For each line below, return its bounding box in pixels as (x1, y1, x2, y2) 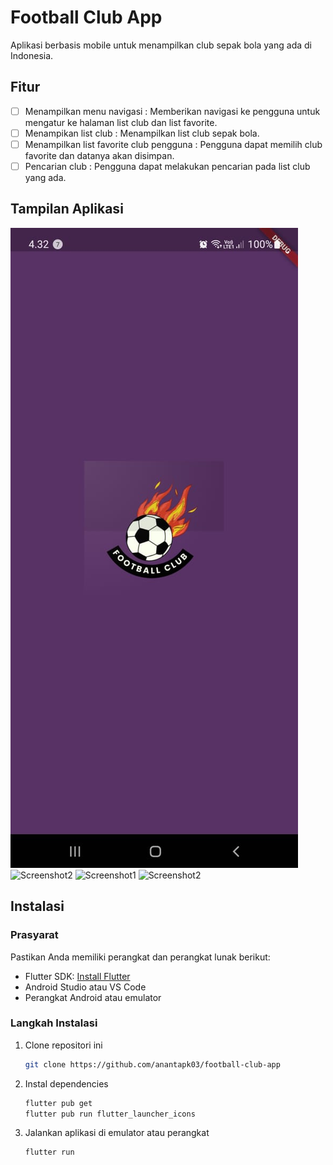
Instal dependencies (24, 1077, 109, 1090)
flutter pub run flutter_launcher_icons (24, 1109, 196, 1119)
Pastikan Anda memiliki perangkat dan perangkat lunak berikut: (10, 951, 271, 963)
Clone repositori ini (24, 1039, 103, 1051)
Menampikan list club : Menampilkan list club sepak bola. (24, 127, 260, 139)
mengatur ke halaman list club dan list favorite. (24, 116, 218, 128)
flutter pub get (24, 1098, 93, 1108)
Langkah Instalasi (10, 1016, 98, 1030)
